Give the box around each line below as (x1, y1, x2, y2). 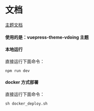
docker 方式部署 (5, 79, 39, 85)
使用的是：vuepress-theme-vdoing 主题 (5, 34, 89, 40)
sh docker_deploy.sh (5, 101, 48, 106)
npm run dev (5, 68, 30, 73)
